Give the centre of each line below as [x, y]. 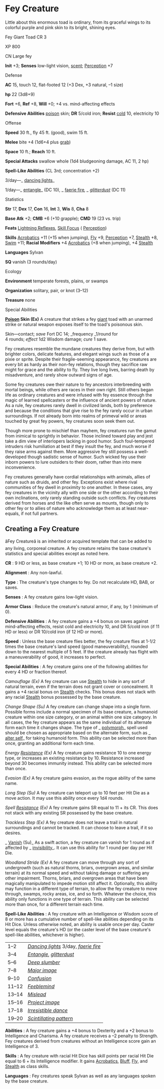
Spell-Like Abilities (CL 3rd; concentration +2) [52, 170]
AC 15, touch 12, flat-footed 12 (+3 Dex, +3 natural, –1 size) [64, 85]
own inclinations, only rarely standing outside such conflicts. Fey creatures [81, 498]
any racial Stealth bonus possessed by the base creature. [63, 697]
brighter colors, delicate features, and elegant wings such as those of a [77, 354]
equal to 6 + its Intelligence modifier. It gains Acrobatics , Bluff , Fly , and [77, 1061]
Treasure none [20, 300]
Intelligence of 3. [22, 1046]
